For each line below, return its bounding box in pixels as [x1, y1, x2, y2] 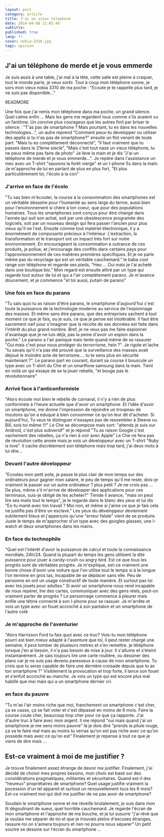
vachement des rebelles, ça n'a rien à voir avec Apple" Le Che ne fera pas [5, 433, 155, 438]
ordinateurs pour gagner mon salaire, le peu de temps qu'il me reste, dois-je [5, 477, 158, 482]
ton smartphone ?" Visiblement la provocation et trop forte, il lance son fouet [5, 668, 159, 674]
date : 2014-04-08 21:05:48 [5, 20, 60, 26]
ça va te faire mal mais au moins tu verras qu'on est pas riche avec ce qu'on [5, 728, 159, 734]
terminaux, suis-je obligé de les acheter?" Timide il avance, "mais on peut [5, 492, 153, 498]
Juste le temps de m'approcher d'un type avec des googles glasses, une [5, 518, 152, 524]
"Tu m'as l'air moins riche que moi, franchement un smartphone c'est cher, [5, 702, 156, 708]
